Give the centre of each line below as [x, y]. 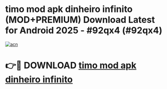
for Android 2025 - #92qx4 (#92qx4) [84, 30]
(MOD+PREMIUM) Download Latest [80, 20]
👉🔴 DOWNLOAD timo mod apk [71, 65]
